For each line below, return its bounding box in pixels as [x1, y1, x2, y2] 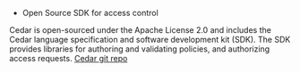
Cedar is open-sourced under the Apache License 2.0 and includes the [9, 25, 271, 35]
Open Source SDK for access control [21, 8, 159, 18]
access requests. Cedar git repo [9, 53, 128, 63]
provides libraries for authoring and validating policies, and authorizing [9, 44, 270, 54]
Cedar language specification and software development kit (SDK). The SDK [9, 35, 291, 44]
